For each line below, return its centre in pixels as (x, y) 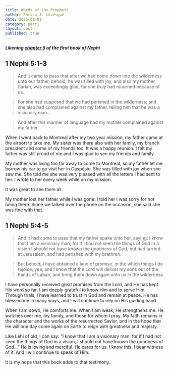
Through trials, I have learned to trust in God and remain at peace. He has (81, 295)
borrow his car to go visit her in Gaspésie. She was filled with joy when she (83, 169)
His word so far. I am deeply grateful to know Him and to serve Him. (76, 290)
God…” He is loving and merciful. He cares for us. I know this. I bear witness (84, 347)
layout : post (19, 29)
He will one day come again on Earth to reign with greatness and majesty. (81, 326)
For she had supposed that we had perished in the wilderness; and (87, 102)
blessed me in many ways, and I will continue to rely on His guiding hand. (81, 300)
